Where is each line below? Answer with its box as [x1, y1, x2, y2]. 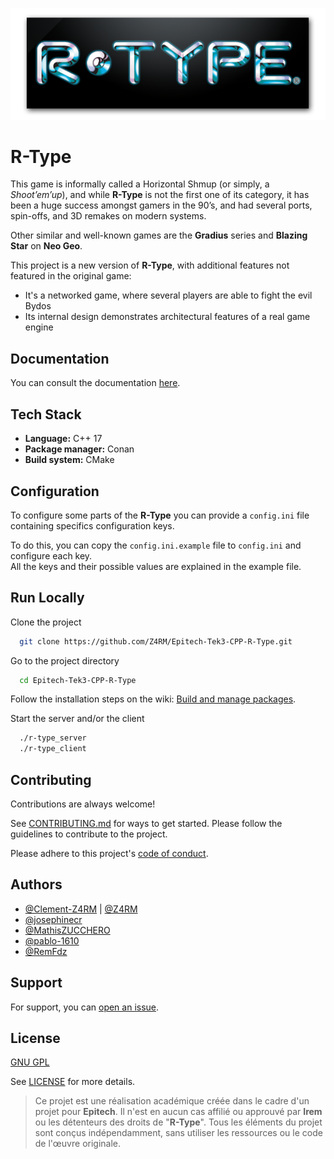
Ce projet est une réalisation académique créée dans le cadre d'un [34, 1095, 310, 1107]
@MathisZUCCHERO [24, 924, 111, 936]
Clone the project [10, 616, 82, 628]
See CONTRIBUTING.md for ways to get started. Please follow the [10, 818, 283, 830]
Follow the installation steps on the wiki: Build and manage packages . [10, 693, 297, 705]
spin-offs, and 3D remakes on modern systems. [10, 210, 207, 222]
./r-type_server [19, 733, 87, 743]
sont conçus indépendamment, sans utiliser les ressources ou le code [34, 1127, 323, 1139]
